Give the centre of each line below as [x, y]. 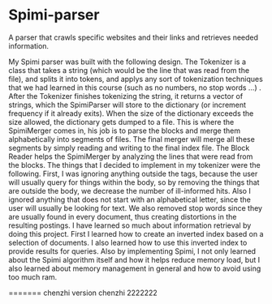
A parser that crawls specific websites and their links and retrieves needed [133, 37]
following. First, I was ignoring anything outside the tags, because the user [133, 173]
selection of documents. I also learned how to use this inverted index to [128, 242]
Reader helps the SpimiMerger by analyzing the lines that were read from [131, 156]
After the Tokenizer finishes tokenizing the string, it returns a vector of [126, 96]
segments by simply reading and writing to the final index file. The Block [129, 148]
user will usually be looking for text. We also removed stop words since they [135, 208]
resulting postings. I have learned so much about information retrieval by [130, 225]
